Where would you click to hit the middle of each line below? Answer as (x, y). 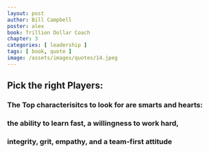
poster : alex (26, 26)
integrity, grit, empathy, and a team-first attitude (90, 141)
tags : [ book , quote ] (39, 52)
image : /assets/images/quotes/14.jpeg (62, 58)
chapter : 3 (23, 39)
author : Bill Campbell (39, 20)
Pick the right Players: (55, 86)
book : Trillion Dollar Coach (49, 32)
